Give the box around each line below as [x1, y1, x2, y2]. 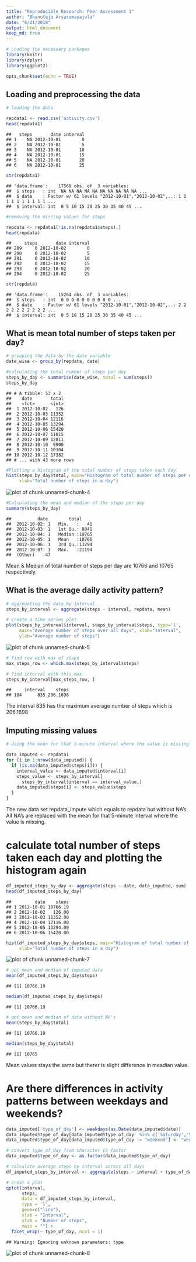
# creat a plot [6, 1179, 43, 1185]
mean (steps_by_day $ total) [6, 1020, 69, 1026]
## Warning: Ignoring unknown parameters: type [6, 1239, 124, 1245]
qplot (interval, [6, 1185, 45, 1191]
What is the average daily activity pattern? [6, 585, 164, 595]
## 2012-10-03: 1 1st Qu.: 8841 [6, 526, 93, 532]
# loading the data [6, 105, 54, 111]
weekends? [6, 1107, 63, 1120]
